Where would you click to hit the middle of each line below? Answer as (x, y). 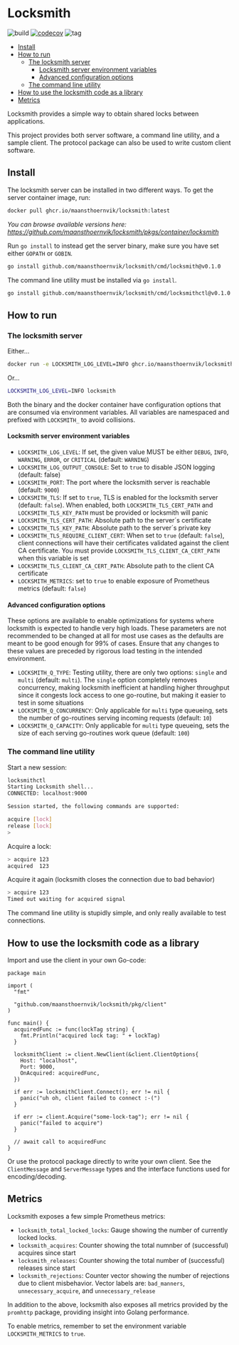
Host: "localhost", (49, 1061)
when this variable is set (53, 558)
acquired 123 (28, 866)
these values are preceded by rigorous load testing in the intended (105, 651)
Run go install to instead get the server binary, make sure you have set (113, 246)
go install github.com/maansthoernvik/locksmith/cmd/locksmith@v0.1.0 (114, 266)
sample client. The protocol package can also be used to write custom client (119, 142)
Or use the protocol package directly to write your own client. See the (109, 1161)
